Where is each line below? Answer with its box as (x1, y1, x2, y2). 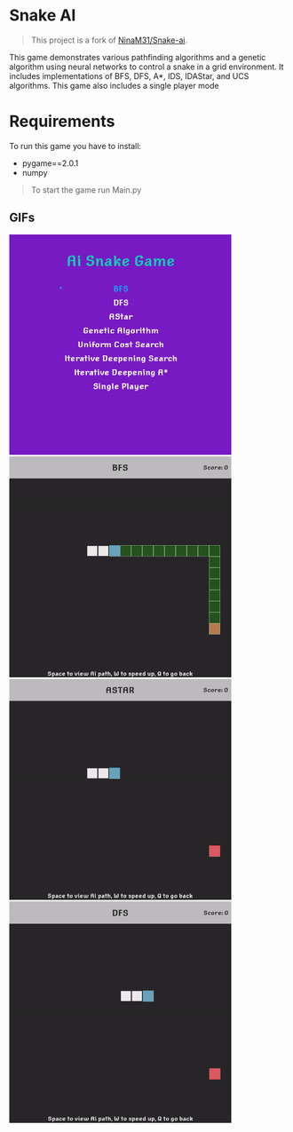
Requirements (9, 112, 115, 131)
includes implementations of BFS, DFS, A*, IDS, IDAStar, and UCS (9, 70, 249, 81)
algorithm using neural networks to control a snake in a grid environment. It (9, 61, 284, 72)
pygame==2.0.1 (21, 157, 79, 169)
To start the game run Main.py (30, 184, 142, 195)
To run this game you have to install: (9, 140, 142, 151)
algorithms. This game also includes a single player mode (9, 80, 219, 91)
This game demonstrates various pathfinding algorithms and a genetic (9, 51, 266, 62)
